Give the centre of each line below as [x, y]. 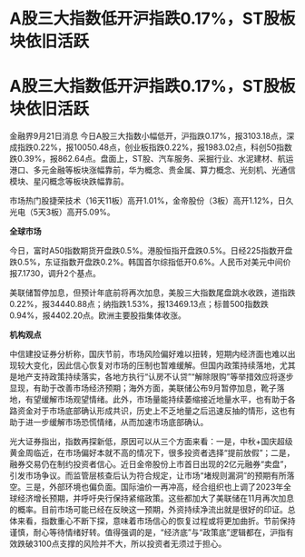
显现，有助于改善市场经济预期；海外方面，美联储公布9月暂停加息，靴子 [143, 388]
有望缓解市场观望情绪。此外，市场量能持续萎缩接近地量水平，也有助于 [156, 400]
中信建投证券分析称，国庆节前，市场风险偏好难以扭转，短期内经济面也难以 [148, 354]
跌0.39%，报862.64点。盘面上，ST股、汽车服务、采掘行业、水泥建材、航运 [152, 159]
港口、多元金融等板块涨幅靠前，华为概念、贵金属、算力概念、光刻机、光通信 [152, 170]
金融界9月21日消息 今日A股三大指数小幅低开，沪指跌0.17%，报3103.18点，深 [152, 136]
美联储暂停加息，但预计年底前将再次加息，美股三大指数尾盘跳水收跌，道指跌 [152, 293]
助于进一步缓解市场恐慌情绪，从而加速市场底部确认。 [109, 423]
